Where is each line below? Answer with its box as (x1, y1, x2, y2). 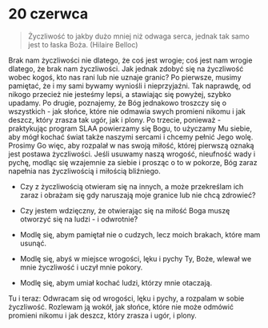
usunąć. (19, 238, 46, 248)
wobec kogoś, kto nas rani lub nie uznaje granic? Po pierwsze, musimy (8, 72, 242, 82)
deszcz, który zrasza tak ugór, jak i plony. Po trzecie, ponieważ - (8, 115, 222, 124)
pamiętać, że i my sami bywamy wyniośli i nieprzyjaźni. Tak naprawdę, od (8, 81, 251, 91)
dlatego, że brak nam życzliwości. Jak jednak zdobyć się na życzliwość (8, 63, 244, 73)
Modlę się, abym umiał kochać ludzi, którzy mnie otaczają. (19, 277, 213, 287)
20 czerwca (8, 5, 89, 23)
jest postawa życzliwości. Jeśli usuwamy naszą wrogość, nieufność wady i (8, 149, 256, 159)
